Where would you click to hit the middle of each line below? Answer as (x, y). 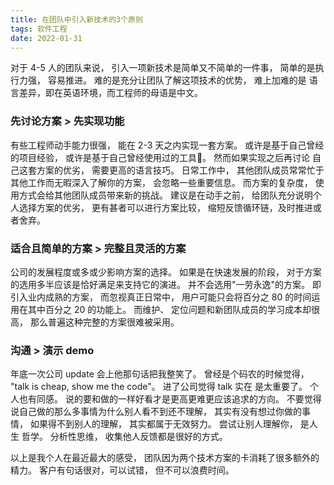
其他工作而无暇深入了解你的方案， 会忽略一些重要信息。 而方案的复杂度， (161, 182)
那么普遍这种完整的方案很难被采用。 (104, 322)
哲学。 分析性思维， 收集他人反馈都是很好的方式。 (124, 437)
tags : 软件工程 (39, 29)
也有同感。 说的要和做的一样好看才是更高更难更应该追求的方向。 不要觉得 (170, 399)
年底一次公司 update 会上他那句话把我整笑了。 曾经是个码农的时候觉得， (160, 374)
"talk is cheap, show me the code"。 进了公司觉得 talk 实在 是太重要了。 (159, 387)
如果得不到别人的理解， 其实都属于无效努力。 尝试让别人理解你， (163, 424)
